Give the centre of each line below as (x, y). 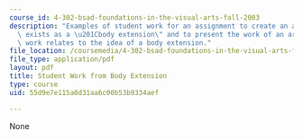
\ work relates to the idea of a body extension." (115, 43)
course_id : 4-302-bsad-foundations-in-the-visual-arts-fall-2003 (134, 17)
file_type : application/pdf (62, 59)
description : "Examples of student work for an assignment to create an (149, 26)
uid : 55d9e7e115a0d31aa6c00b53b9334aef (84, 92)
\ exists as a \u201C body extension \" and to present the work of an (151, 34)
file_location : (38, 51)
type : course (34, 84)
